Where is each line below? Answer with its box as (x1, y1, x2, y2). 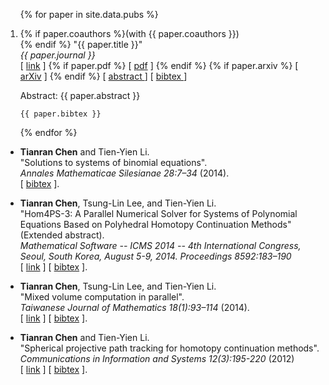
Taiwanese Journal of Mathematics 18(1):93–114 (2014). (19, 302, 250, 313)
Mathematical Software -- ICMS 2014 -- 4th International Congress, (19, 240, 302, 251)
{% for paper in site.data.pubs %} (19, 9, 159, 20)
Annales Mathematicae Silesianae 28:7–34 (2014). (19, 167, 230, 179)
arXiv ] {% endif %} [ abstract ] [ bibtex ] (19, 70, 188, 82)
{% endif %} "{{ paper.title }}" (19, 39, 143, 50)
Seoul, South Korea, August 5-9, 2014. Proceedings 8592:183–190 (19, 250, 292, 262)
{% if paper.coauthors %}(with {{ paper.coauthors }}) (19, 28, 240, 39)
